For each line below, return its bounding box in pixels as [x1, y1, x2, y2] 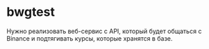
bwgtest [6, 4, 55, 20]
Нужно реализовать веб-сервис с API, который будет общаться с [6, 27, 202, 35]
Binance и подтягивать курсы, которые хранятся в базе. [6, 34, 173, 42]
